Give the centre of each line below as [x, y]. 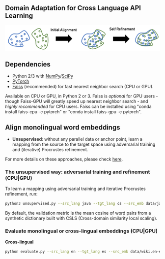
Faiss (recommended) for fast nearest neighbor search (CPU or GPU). [83, 87]
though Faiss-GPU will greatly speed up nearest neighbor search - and [77, 101]
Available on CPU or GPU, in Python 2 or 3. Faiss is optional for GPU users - [82, 96]
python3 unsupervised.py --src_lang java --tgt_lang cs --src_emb [74, 204]
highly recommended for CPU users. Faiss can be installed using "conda [78, 107]
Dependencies [28, 64]
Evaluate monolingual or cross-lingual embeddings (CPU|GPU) [82, 231]
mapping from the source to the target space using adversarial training [84, 144]
